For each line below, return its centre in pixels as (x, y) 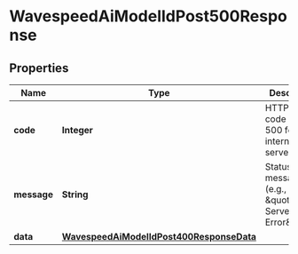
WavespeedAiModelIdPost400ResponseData (159, 237)
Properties (39, 68)
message (33, 194)
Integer (77, 130)
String (75, 194)
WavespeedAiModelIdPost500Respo (149, 16)
